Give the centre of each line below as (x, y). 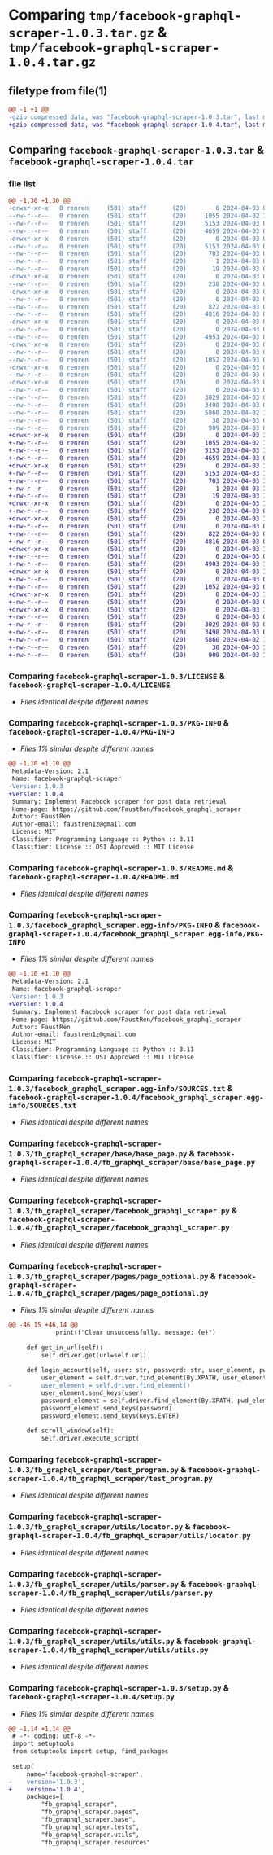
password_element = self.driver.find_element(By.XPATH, (137, 1401)
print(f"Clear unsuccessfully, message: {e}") (136, 1332)
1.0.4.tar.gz (52, 62)
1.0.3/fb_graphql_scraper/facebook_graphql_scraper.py (119, 1211)
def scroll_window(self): (70, 1431)
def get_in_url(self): (65, 1348)
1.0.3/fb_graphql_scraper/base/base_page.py (98, 1154)
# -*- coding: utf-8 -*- (54, 1736)
